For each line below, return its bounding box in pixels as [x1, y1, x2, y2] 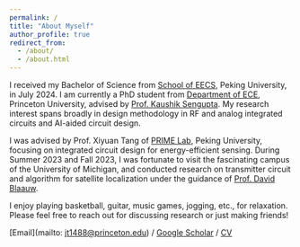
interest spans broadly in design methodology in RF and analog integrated [9, 109, 283, 119]
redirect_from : [9, 38, 66, 48]
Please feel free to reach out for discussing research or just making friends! [9, 210, 289, 220]
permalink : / [9, 13, 58, 22]
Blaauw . [9, 183, 39, 193]
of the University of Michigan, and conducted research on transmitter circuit [9, 163, 291, 174]
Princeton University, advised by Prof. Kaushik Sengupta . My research [9, 99, 269, 109]
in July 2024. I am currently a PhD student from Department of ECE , [9, 89, 260, 100]
